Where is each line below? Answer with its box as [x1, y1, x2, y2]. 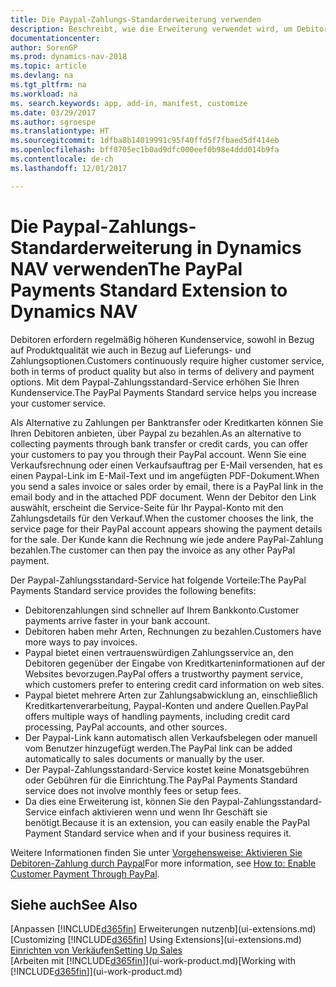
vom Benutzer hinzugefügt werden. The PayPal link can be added [24, 742, 293, 754]
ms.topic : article [10, 61, 87, 71]
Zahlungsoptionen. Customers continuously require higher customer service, [10, 354, 325, 366]
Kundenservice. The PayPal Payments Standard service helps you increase [10, 386, 318, 398]
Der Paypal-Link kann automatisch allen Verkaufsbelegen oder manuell [24, 731, 318, 743]
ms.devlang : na [10, 71, 74, 81]
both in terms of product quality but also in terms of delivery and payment [10, 365, 315, 377]
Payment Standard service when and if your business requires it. [24, 827, 292, 839]
